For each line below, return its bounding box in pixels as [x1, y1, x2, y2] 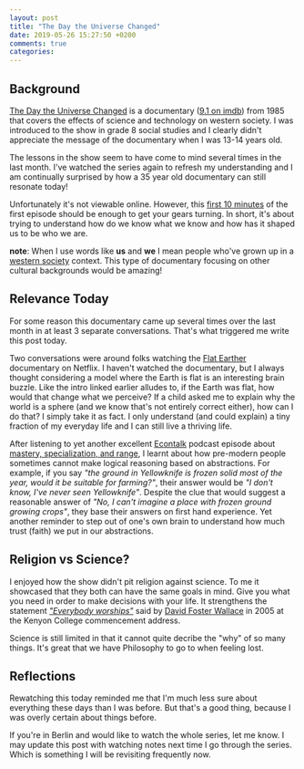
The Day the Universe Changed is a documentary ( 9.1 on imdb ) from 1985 [9, 105, 285, 116]
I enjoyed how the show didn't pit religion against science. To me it [9, 576, 259, 587]
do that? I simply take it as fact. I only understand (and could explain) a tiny [9, 410, 291, 421]
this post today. [9, 335, 67, 346]
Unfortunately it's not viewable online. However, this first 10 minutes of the [9, 198, 289, 210]
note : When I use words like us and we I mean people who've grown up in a [9, 245, 294, 256]
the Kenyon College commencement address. [9, 615, 181, 626]
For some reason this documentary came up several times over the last [9, 316, 276, 327]
